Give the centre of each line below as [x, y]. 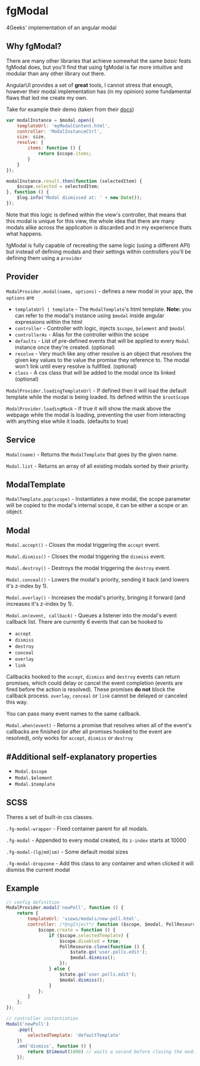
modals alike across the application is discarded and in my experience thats [99, 227]
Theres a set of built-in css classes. [50, 817]
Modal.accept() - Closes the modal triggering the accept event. [83, 545]
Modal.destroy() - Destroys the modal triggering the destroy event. [88, 568]
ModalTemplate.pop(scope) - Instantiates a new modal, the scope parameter [99, 499]
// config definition [33, 902]
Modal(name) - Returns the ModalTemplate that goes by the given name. [92, 454]
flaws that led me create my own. [47, 97]
